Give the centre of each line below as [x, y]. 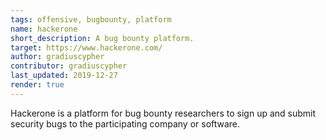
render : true [37, 85]
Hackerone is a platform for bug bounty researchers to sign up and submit [163, 113]
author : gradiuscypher [57, 57]
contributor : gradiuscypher [69, 66]
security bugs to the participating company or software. [125, 123]
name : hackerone [44, 29]
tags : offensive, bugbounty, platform [91, 19]
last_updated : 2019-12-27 [64, 76]
